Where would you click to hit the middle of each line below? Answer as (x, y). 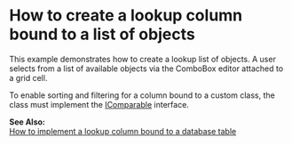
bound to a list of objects (102, 34)
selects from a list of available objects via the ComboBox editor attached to (146, 68)
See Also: (28, 122)
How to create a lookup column (126, 16)
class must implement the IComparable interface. (99, 104)
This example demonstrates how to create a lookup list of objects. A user (143, 59)
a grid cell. (28, 77)
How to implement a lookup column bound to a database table (123, 131)
